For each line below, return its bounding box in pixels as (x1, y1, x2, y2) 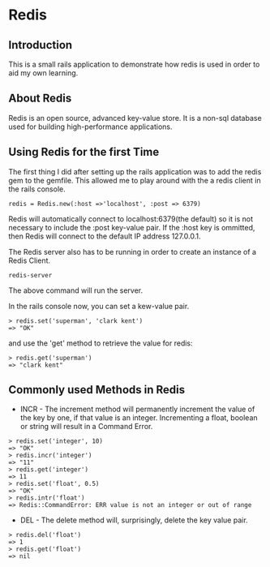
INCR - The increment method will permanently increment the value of (19, 404, 255, 415)
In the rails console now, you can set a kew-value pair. (8, 301, 190, 311)
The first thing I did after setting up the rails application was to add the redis (8, 166, 262, 176)
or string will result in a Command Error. (19, 422, 153, 432)
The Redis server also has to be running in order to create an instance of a (8, 247, 257, 256)
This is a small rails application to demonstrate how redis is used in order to (8, 59, 260, 69)
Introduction (8, 38, 73, 52)
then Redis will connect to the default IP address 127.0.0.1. (8, 231, 201, 241)
